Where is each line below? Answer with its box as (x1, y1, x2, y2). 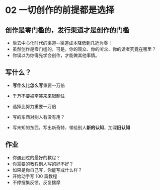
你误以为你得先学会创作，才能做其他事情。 (12, 53, 100, 58)
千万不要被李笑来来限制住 (12, 93, 65, 99)
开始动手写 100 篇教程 (12, 173, 58, 179)
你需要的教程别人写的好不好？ (12, 161, 74, 167)
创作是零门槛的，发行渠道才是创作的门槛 (5, 26, 129, 34)
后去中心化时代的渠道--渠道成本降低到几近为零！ (12, 40, 113, 46)
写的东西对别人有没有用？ (12, 114, 65, 120)
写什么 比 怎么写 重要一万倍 (12, 82, 65, 88)
